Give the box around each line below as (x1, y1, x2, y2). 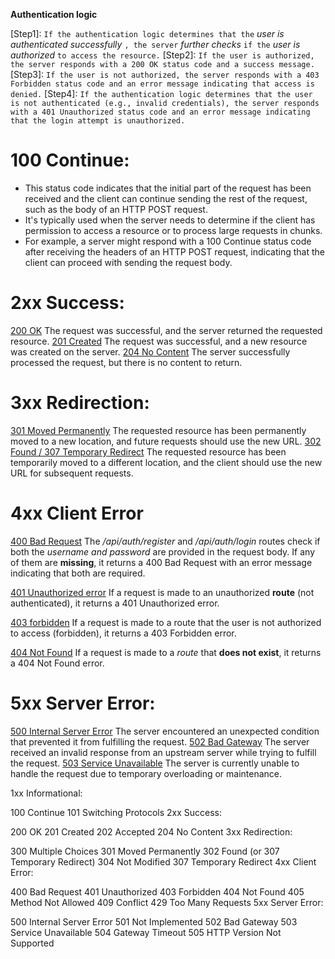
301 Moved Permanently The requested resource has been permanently (10, 424, 307, 436)
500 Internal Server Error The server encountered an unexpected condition (10, 725, 320, 737)
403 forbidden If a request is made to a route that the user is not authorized (10, 616, 322, 628)
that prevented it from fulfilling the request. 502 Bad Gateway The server (10, 735, 310, 748)
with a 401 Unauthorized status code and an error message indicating (10, 107, 311, 117)
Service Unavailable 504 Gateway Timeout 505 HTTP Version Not (10, 926, 282, 938)
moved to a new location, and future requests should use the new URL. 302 (10, 435, 322, 447)
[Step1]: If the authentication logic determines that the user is (10, 28, 285, 39)
